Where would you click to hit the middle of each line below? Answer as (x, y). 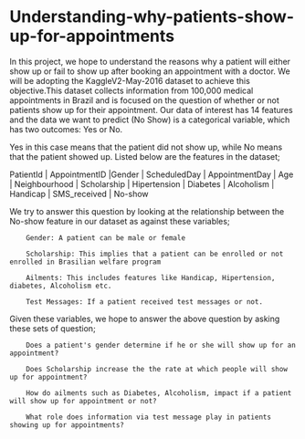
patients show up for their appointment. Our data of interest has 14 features (152, 110)
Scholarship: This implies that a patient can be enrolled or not (155, 254)
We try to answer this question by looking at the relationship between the (147, 211)
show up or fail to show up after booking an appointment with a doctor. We (150, 71)
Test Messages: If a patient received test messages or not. (144, 302)
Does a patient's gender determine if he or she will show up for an (161, 345)
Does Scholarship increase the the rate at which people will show (157, 369)
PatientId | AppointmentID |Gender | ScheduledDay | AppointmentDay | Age (152, 174)
